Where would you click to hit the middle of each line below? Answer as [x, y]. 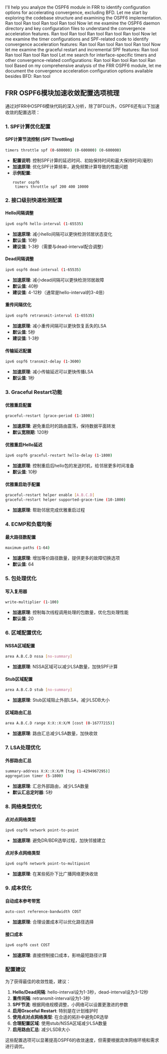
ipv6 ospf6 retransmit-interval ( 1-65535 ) [50, 316]
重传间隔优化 [18, 305]
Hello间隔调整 [19, 213]
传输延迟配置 [18, 351]
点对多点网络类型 [23, 853]
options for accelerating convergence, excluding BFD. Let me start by [77, 12]
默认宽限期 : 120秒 [30, 432]
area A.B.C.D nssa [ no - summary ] [39, 657]
